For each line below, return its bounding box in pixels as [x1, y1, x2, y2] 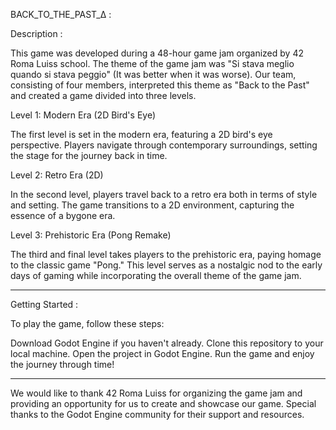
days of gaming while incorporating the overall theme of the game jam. [10, 270, 302, 281]
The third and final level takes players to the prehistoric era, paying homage [10, 249, 322, 260]
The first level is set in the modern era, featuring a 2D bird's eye [10, 129, 273, 140]
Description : [10, 28, 63, 39]
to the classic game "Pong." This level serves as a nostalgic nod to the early [10, 259, 323, 271]
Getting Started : [10, 299, 79, 310]
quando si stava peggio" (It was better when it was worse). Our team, [10, 69, 297, 80]
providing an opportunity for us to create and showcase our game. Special [10, 398, 317, 409]
